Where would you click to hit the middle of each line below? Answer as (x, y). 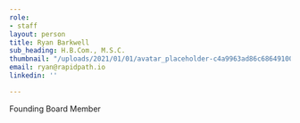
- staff (24, 26)
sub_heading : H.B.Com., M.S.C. (67, 51)
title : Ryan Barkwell (50, 42)
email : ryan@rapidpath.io (57, 68)
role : (19, 17)
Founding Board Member (55, 109)
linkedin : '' (33, 76)
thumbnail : (29, 59)
